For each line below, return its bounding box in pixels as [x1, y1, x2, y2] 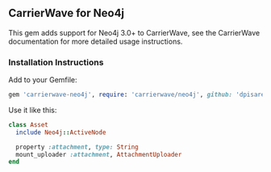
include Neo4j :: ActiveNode [15, 128, 106, 136]
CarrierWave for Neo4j [8, 6, 125, 20]
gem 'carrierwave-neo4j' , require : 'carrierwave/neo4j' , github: [8, 90, 232, 99]
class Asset [8, 120, 48, 128]
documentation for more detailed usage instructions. [8, 36, 183, 46]
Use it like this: [8, 105, 57, 115]
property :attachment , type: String [15, 143, 139, 151]
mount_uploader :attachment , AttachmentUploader [15, 150, 182, 158]
